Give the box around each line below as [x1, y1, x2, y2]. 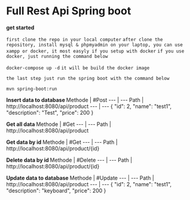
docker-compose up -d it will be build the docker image [6, 64, 150, 71]
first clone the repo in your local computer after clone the [6, 36, 163, 42]
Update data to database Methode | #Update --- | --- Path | [6, 174, 154, 181]
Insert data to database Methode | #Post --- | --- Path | [6, 96, 144, 103]
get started [6, 24, 35, 31]
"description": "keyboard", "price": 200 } [6, 187, 106, 194]
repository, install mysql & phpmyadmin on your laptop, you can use [6, 42, 183, 48]
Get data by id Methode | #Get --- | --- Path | [6, 139, 118, 146]
